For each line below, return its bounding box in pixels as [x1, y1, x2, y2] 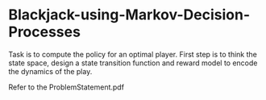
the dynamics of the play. [8, 66, 93, 76]
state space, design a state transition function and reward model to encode [8, 58, 258, 68]
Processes [8, 23, 81, 41]
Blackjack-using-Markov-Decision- [8, 6, 251, 24]
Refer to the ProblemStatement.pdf [8, 82, 125, 92]
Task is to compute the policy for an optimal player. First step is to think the [8, 49, 258, 59]
